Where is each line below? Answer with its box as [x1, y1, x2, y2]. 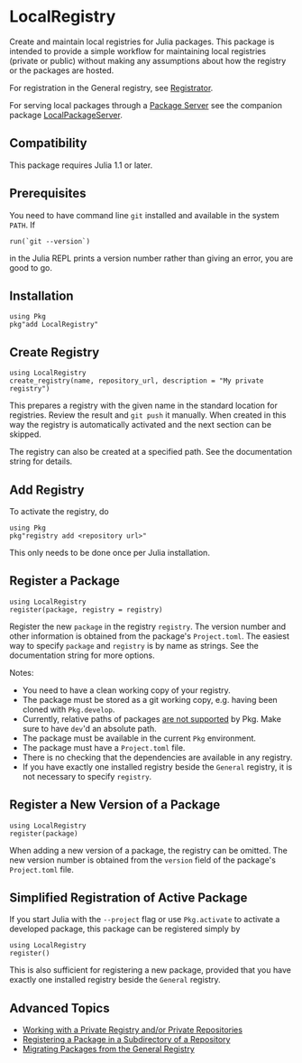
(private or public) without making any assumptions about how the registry [9, 55, 287, 66]
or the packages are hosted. [9, 65, 114, 76]
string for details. [9, 456, 73, 467]
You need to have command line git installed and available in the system [9, 209, 279, 220]
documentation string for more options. [9, 650, 155, 661]
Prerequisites [9, 186, 87, 201]
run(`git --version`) [9, 236, 91, 245]
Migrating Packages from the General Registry [22, 1044, 196, 1055]
